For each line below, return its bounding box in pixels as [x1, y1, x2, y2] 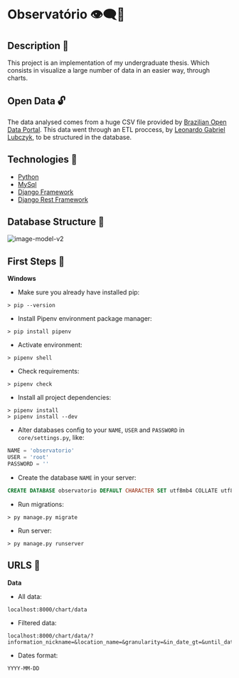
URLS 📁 [7, 560, 41, 572]
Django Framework [17, 188, 74, 196]
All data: [17, 592, 43, 600]
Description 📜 [7, 39, 69, 51]
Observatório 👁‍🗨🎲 [7, 6, 126, 23]
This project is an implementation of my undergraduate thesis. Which [7, 58, 210, 67]
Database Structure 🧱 [7, 216, 105, 228]
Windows [7, 274, 36, 283]
